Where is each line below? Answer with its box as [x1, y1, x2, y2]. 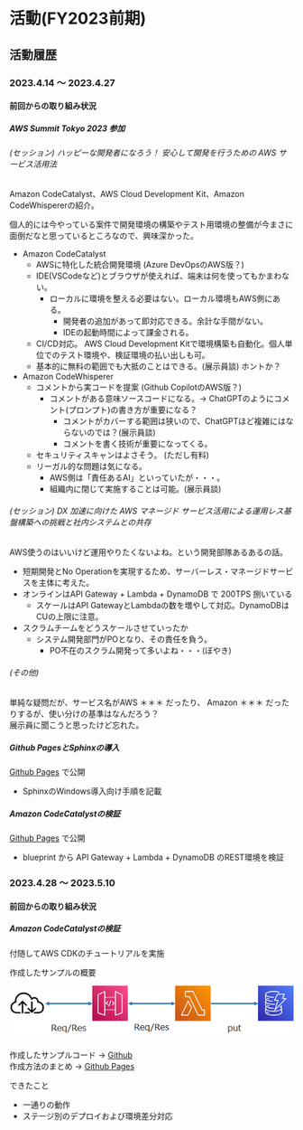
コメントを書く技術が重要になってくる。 [62, 438, 213, 448]
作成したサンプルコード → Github [9, 1050, 133, 1060]
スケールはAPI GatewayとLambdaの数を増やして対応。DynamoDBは [35, 599, 290, 610]
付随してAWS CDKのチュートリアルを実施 [9, 947, 165, 958]
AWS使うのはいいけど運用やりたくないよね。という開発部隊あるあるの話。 [9, 546, 289, 557]
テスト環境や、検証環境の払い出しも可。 [60, 349, 210, 360]
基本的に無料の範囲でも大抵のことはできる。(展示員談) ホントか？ [35, 361, 281, 372]
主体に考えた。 [38, 577, 95, 588]
